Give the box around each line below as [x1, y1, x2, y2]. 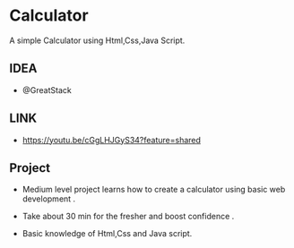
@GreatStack [22, 84, 72, 95]
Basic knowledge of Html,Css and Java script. [22, 228, 193, 239]
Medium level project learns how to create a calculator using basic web [22, 184, 286, 195]
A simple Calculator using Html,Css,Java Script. [9, 35, 186, 46]
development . [22, 193, 76, 204]
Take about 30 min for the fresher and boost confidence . [22, 211, 235, 222]
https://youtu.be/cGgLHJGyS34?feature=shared [22, 134, 202, 145]
